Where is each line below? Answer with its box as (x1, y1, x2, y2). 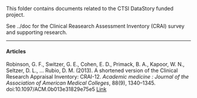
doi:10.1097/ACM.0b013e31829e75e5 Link (6, 86, 107, 93)
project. (6, 11, 25, 18)
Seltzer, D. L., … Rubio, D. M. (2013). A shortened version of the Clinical (6, 67, 178, 74)
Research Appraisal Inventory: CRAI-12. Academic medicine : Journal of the (6, 73, 189, 80)
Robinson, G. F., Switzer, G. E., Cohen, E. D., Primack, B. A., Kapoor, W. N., (6, 61, 185, 68)
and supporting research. (6, 29, 67, 36)
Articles (6, 48, 26, 55)
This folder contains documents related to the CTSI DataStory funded (6, 5, 174, 12)
